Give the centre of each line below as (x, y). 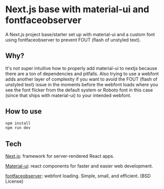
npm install (18, 123)
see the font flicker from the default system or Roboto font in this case (79, 90)
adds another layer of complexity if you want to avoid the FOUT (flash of (81, 79)
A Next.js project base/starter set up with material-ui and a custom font (80, 34)
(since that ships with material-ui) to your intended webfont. (68, 95)
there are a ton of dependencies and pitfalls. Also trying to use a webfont (82, 74)
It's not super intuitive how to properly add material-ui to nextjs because (81, 68)
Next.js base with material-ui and (77, 9)
